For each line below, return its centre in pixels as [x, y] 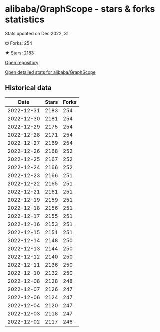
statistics [25, 20]
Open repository [22, 62]
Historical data [28, 88]
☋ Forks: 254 [19, 43]
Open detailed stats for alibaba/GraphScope [50, 72]
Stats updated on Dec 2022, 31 [37, 33]
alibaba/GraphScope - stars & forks [80, 9]
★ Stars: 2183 [20, 53]
